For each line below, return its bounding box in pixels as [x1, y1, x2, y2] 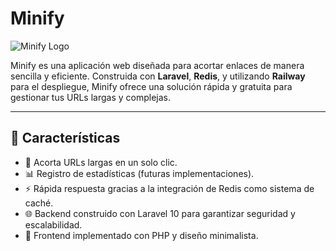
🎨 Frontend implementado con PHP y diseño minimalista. [24, 229, 259, 241]
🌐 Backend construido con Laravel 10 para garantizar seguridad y [24, 207, 296, 219]
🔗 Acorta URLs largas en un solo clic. [24, 156, 178, 168]
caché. [24, 197, 54, 209]
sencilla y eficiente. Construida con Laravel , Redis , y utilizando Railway [10, 70, 306, 82]
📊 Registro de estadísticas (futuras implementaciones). [24, 167, 255, 179]
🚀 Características [10, 130, 121, 147]
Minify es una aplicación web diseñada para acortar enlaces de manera [10, 59, 305, 71]
